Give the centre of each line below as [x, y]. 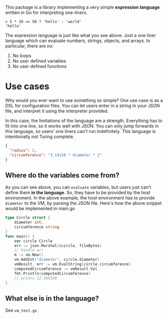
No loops [22, 55]
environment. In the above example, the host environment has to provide [80, 198]
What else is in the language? [52, 298]
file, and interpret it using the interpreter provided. [57, 111]
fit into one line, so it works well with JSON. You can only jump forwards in [82, 126]
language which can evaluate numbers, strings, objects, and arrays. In [78, 40]
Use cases [27, 86]
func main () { [20, 236]
